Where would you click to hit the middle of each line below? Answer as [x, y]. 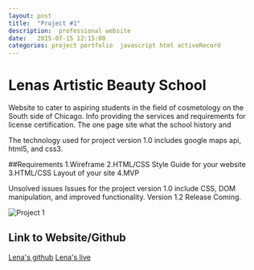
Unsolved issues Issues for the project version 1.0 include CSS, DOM [122, 189]
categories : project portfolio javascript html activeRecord [115, 46]
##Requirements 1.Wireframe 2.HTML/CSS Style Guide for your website [127, 165]
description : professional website [70, 31]
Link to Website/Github [67, 238]
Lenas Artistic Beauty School [107, 86]
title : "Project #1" [45, 23]
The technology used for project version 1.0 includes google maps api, [125, 141]
